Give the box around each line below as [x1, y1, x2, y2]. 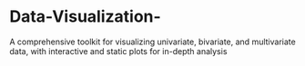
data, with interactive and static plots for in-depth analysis [9, 45, 228, 56]
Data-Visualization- [9, 6, 161, 27]
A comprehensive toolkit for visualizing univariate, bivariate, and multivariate [9, 36, 296, 47]
